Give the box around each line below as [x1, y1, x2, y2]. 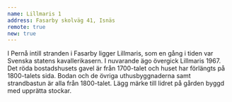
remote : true [7, 23, 46, 30]
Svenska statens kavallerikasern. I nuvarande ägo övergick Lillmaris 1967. [7, 57, 221, 65]
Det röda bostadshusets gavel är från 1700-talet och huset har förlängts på [7, 64, 225, 72]
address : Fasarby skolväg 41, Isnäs [7, 17, 115, 24]
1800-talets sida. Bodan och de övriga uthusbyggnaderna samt [7, 72, 191, 80]
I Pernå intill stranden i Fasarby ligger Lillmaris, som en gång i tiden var [7, 49, 214, 58]
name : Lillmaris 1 [7, 10, 62, 18]
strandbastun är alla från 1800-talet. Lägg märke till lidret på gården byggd [7, 79, 225, 88]
